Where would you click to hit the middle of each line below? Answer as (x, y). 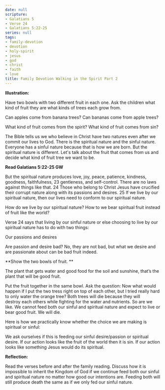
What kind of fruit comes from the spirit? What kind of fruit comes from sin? (82, 127)
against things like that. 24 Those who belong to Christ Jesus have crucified (82, 187)
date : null (16, 10)
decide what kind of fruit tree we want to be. (50, 157)
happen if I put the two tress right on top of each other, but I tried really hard (82, 291)
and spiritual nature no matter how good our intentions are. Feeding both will (83, 377)
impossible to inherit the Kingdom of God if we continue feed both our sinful (82, 371)
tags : (11, 38)
